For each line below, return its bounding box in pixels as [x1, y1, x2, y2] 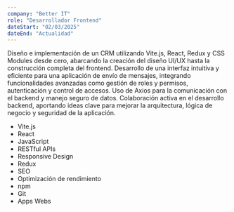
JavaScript [17, 138, 49, 146]
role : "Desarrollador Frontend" [7, 17, 102, 24]
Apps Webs [17, 197, 51, 206]
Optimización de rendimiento [17, 175, 102, 183]
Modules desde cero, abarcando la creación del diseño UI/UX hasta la [7, 57, 210, 65]
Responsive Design [17, 152, 74, 161]
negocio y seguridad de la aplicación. [7, 109, 116, 117]
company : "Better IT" [7, 10, 71, 18]
